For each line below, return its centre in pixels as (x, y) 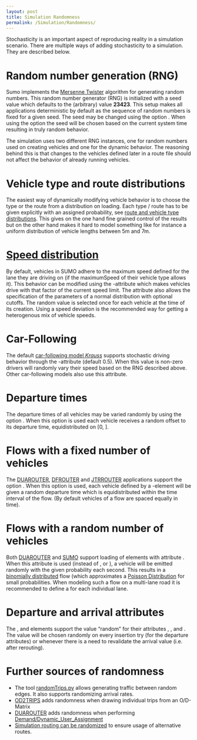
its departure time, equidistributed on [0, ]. (57, 427)
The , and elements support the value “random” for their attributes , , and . (96, 629)
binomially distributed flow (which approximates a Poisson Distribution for (96, 576)
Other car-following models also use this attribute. (67, 374)
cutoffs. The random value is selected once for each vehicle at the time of (96, 303)
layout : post (22, 11)
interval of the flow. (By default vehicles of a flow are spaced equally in (92, 498)
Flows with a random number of (85, 529)
